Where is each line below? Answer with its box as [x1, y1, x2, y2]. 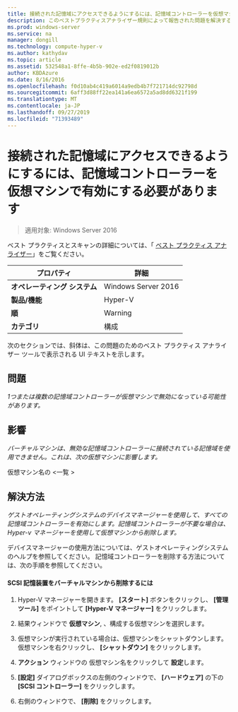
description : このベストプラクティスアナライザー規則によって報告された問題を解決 [7, 17, 221, 24]
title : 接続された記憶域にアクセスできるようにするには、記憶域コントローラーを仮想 [7, 10, 224, 18]
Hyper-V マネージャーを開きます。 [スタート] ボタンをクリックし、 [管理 [17, 595, 229, 604]
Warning [103, 308, 132, 318]
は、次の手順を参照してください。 [7, 561, 107, 569]
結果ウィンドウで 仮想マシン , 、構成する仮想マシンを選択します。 [17, 619, 208, 628]
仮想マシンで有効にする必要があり [7, 183, 206, 199]
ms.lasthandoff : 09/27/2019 [7, 109, 90, 116]
